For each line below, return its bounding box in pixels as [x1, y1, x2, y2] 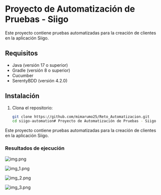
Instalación [5, 92, 40, 100]
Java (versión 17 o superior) [12, 62, 68, 68]
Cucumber [12, 72, 34, 78]
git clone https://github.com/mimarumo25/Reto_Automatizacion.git [12, 114, 150, 119]
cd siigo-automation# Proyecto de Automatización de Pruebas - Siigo [12, 118, 157, 124]
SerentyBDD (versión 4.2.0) [12, 78, 68, 83]
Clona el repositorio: [12, 105, 53, 111]
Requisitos [5, 49, 38, 58]
